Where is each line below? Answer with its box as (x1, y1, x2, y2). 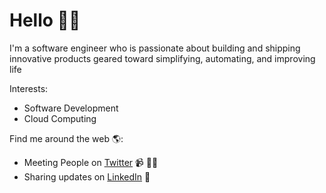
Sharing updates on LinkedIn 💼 (23, 170, 151, 183)
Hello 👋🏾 (9, 9, 81, 32)
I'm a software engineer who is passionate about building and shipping (9, 42, 301, 54)
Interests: (9, 82, 49, 94)
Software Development (23, 102, 119, 114)
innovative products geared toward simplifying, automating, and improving (9, 52, 316, 64)
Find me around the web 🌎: (9, 132, 124, 144)
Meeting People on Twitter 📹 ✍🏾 (23, 156, 159, 168)
